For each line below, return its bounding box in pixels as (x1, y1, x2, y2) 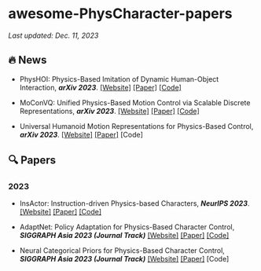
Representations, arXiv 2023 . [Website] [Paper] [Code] (19, 106, 200, 115)
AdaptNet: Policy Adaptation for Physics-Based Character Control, (19, 222, 235, 232)
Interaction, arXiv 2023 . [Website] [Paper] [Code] (19, 82, 182, 92)
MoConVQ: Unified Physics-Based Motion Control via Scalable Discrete (19, 97, 251, 107)
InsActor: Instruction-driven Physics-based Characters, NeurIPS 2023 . (19, 199, 250, 208)
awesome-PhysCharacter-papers (8, 5, 233, 23)
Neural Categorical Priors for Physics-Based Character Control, (19, 246, 226, 255)
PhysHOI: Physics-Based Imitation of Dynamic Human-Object (19, 74, 219, 83)
